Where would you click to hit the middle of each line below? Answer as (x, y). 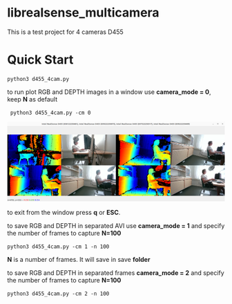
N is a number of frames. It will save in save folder (79, 260)
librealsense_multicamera (84, 13)
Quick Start (40, 60)
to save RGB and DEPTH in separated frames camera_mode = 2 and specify (116, 273)
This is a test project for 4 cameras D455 (66, 32)
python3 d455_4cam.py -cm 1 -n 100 (58, 247)
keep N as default (32, 99)
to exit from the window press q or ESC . (64, 213)
